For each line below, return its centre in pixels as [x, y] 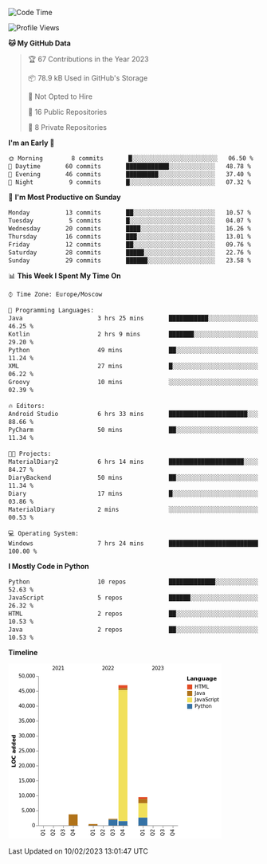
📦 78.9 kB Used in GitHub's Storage [88, 78]
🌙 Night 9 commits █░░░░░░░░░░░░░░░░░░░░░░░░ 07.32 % [130, 183]
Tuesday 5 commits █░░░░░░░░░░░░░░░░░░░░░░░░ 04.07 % [130, 221]
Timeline [23, 652]
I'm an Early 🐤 [31, 143]
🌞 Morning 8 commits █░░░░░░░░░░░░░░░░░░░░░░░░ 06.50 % [131, 159]
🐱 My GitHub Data [40, 43]
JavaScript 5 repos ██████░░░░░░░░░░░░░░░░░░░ [133, 598]
